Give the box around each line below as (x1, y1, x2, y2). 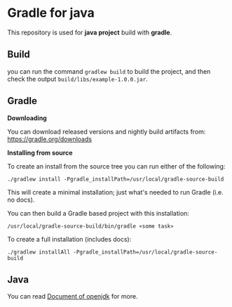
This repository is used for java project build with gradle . (7, 28, 172, 37)
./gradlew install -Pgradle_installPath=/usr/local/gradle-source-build (7, 176, 224, 183)
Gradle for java (7, 5, 95, 21)
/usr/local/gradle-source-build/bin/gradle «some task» (7, 223, 174, 230)
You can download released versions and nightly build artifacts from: (7, 127, 206, 136)
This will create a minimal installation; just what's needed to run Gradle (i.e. (7, 188, 224, 196)
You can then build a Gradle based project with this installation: (7, 209, 189, 217)
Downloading (7, 114, 47, 122)
